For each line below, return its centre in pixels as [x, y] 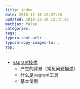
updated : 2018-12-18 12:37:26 [37, 19]
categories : [18, 29]
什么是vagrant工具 [39, 75]
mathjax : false [21, 24]
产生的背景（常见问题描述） [49, 68]
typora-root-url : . [26, 38]
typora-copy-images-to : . [32, 43]
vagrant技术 [25, 62]
